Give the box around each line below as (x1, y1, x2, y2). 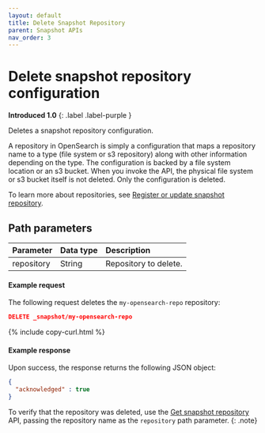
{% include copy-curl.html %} (8, 327, 105, 337)
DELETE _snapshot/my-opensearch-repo (8, 313, 133, 321)
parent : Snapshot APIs (8, 26, 83, 34)
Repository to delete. (105, 258, 184, 269)
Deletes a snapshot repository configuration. (8, 126, 154, 135)
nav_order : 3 (8, 33, 51, 42)
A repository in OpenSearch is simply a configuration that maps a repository (8, 141, 256, 151)
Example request (8, 280, 66, 289)
